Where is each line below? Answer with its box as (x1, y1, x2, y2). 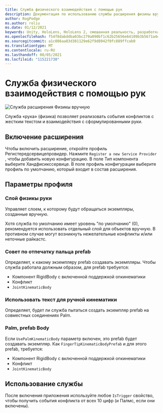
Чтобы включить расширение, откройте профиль (5, 146, 108, 151)
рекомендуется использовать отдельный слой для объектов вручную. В (5, 225, 156, 231)
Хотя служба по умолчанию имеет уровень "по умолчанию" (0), (5, 221, 139, 226)
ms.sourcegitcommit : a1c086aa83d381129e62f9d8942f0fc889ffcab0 (5, 39, 136, 44)
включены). (5, 403, 30, 409)
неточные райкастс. (5, 236, 47, 242)
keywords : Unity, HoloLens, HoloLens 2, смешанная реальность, (5, 30, 136, 34)
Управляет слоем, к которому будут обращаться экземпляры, (5, 206, 134, 212)
